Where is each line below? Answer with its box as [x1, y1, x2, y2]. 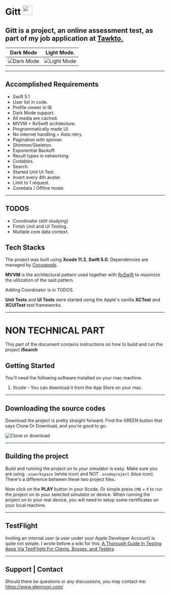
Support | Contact [5, 565, 63, 574]
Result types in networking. [12, 152, 70, 159]
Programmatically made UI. [12, 125, 69, 132]
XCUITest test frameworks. [5, 302, 62, 308]
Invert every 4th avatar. [12, 174, 62, 180]
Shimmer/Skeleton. [12, 142, 53, 148]
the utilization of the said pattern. [5, 277, 74, 283]
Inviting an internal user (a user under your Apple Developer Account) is [5, 535, 155, 541]
